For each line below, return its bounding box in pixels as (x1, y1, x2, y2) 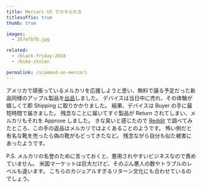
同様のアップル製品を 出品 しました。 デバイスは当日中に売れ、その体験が (11, 94, 193, 101)
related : (6, 48, 28, 54)
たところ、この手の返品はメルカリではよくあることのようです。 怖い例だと (6, 124, 192, 131)
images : (6, 31, 26, 37)
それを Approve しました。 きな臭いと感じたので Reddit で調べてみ (27, 117, 193, 124)
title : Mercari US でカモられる (6, 8, 83, 15)
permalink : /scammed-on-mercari (6, 69, 87, 75)
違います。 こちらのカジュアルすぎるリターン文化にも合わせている (22, 167, 186, 175)
